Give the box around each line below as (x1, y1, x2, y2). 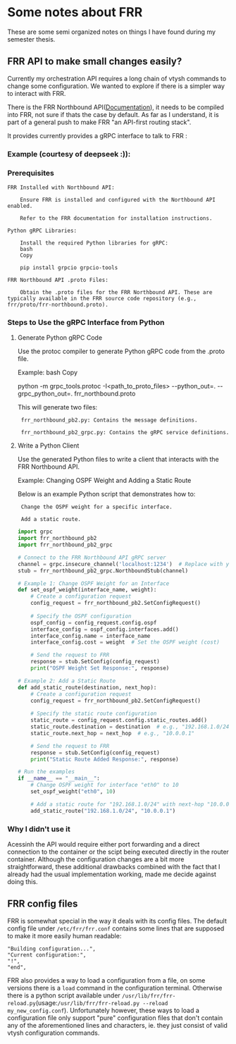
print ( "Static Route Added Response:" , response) (30, 756, 179, 763)
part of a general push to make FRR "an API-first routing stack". (7, 118, 192, 126)
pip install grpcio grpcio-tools (20, 264, 118, 271)
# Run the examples (17, 768, 75, 775)
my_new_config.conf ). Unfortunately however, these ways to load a (7, 1006, 199, 1014)
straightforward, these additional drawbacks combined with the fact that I (7, 862, 221, 871)
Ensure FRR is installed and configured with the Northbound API (20, 196, 216, 203)
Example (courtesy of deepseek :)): (7, 149, 131, 159)
